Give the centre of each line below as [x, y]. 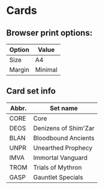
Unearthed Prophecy [63, 147]
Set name [64, 108]
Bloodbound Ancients [64, 138]
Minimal [46, 70]
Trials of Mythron [57, 167]
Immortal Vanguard [60, 158]
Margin [19, 70]
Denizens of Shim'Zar [64, 128]
